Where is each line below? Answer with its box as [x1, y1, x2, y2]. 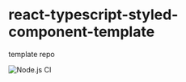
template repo [8, 49, 55, 59]
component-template [8, 23, 155, 41]
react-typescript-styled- [8, 6, 179, 24]
